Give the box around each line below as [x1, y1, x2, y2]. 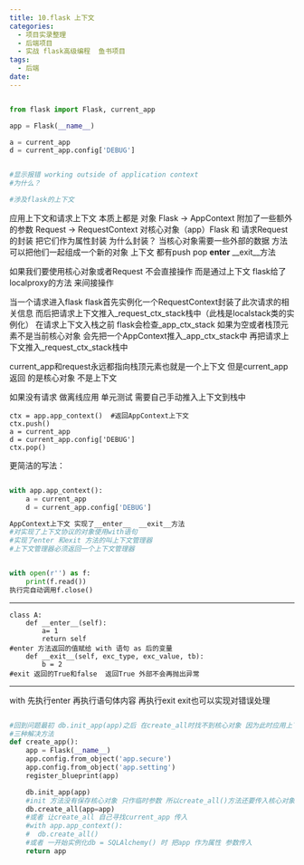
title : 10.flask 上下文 [9, 13, 95, 23]
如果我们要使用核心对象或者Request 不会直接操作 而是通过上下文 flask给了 [9, 265, 287, 276]
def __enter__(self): [25, 618, 107, 628]
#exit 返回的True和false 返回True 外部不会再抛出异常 [9, 669, 200, 678]
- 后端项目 [17, 38, 53, 48]
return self [42, 634, 88, 643]
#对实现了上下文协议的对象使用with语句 [9, 527, 138, 537]
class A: [9, 610, 43, 620]
